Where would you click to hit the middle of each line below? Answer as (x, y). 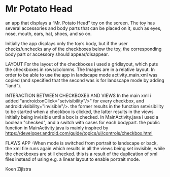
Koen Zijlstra (18, 169)
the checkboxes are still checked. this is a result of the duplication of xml (81, 154)
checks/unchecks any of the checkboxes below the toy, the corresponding (83, 49)
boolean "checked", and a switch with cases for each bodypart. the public (83, 122)
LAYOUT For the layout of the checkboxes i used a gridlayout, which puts (82, 64)
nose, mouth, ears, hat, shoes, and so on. (49, 33)
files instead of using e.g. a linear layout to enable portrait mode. (73, 159)
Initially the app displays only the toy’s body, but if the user (66, 43)
